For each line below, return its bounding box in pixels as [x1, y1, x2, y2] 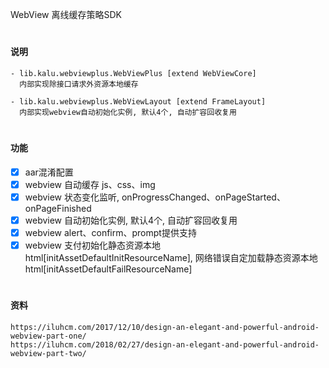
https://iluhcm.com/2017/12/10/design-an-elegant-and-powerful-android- [10, 322, 320, 332]
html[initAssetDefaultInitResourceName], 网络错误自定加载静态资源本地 [24, 251, 318, 263]
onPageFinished [24, 202, 92, 214]
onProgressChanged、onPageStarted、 [121, 191, 286, 203]
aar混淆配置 [24, 166, 74, 178]
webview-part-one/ [10, 331, 87, 341]
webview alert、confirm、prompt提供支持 [24, 226, 197, 238]
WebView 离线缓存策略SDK [10, 9, 122, 20]
